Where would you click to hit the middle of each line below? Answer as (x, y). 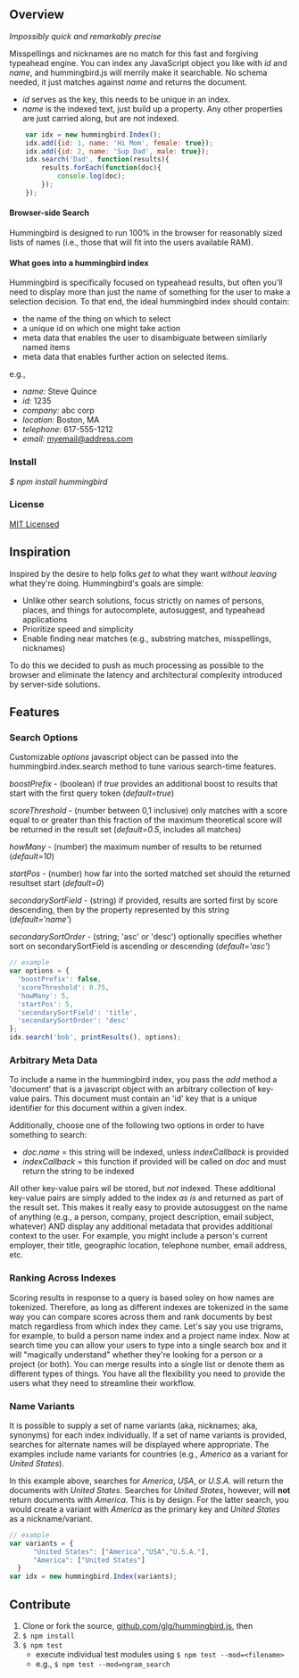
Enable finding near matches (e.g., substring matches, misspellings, (147, 639)
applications (45, 619)
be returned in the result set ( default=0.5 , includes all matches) (125, 830)
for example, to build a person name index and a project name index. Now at (149, 1335)
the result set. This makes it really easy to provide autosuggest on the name (149, 1207)
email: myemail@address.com (78, 439)
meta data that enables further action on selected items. (125, 357)
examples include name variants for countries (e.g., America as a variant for (149, 1454)
